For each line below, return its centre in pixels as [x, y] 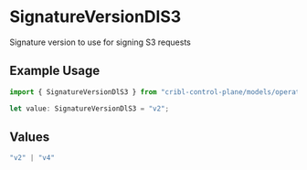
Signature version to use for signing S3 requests [101, 42]
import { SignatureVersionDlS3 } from [83, 92]
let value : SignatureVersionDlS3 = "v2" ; [90, 108]
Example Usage [55, 71]
